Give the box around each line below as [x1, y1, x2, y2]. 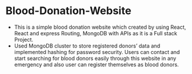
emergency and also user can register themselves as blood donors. [14, 60, 179, 68]
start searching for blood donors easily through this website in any [14, 55, 177, 62]
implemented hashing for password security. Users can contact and [14, 48, 180, 55]
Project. [14, 36, 34, 43]
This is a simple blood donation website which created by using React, [14, 23, 186, 31]
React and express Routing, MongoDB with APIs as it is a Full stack [14, 29, 177, 36]
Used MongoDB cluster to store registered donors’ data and [14, 42, 161, 49]
